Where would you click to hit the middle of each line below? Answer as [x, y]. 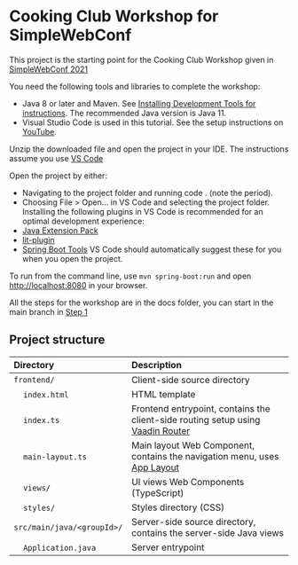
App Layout [156, 467]
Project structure [57, 340]
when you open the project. [72, 258]
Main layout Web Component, [193, 445]
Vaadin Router [161, 430]
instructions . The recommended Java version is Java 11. [124, 113]
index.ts [42, 420]
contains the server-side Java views [208, 532]
